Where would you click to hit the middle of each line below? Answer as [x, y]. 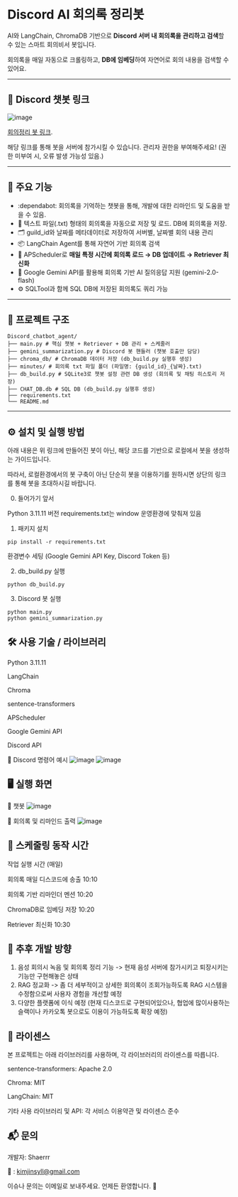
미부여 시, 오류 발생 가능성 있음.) [59, 156]
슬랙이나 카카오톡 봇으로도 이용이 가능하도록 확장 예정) [92, 1012]
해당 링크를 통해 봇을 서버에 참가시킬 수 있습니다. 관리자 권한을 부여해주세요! [112, 147]
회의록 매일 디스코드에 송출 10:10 [52, 879]
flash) [26, 280]
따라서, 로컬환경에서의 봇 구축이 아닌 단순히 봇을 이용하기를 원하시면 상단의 [110, 475]
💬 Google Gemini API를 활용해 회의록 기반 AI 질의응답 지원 [99, 272]
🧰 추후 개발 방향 [40, 949]
